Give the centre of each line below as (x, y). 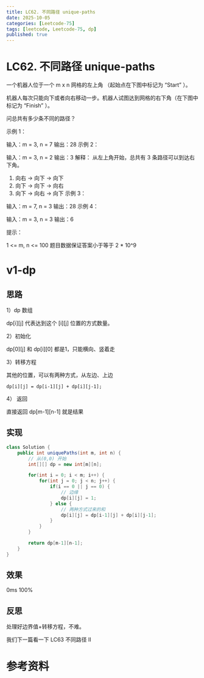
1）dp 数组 (19, 310)
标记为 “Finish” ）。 (30, 106)
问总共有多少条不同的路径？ (41, 118)
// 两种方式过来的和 (83, 509)
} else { (61, 504)
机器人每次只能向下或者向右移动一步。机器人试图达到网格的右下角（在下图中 (102, 98)
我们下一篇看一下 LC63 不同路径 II (49, 640)
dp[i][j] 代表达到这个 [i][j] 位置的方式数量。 (60, 323)
